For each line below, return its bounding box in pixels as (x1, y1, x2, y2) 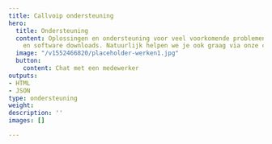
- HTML (8, 79, 31, 87)
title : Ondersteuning (15, 27, 89, 35)
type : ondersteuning (8, 94, 79, 102)
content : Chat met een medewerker (23, 64, 139, 72)
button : (15, 57, 42, 65)
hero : (8, 19, 27, 27)
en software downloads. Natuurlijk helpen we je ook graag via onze (23, 42, 259, 50)
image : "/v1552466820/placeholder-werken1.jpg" (15, 49, 180, 57)
